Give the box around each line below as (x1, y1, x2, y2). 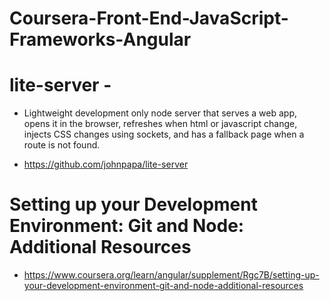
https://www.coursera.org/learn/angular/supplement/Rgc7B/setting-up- (23, 269, 320, 281)
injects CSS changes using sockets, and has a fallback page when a (23, 128, 305, 141)
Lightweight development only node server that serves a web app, (23, 107, 298, 119)
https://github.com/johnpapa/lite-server (23, 158, 189, 171)
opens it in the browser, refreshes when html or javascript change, (23, 118, 298, 130)
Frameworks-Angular (9, 28, 192, 51)
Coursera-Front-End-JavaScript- (9, 7, 289, 30)
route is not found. (23, 139, 101, 151)
